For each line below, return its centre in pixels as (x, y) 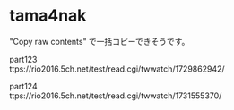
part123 (23, 59)
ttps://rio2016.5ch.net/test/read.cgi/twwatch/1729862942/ (117, 69)
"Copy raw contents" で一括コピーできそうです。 (100, 41)
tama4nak (48, 16)
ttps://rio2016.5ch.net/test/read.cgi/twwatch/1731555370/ (116, 96)
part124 (23, 86)
